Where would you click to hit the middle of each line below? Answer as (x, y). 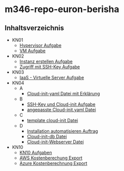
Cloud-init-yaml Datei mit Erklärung (64, 94)
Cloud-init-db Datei (47, 136)
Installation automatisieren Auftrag (63, 131)
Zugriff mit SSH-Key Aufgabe (50, 67)
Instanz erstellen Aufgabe (46, 61)
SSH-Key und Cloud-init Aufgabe (61, 104)
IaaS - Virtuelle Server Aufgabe (52, 77)
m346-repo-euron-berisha (62, 9)
